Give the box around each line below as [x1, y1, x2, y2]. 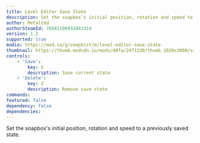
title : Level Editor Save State [6, 8, 86, 15]
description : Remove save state [27, 86, 108, 92]
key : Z [27, 81, 44, 87]
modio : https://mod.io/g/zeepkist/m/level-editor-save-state [6, 42, 161, 48]
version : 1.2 [6, 31, 39, 37]
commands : [6, 92, 31, 98]
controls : [6, 53, 31, 59]
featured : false [6, 97, 46, 103]
